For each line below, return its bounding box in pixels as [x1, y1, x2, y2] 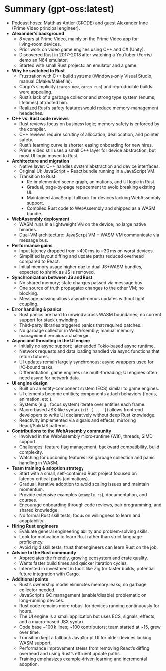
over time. [19, 629, 40, 635]
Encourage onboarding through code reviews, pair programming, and [19, 502, 162, 508]
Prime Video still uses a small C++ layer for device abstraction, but [19, 147, 156, 153]
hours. [19, 608, 33, 614]
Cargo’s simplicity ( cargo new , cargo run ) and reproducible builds [19, 83, 153, 89]
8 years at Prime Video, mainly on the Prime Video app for [19, 36, 138, 42]
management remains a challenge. [19, 333, 90, 338]
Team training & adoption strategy [11, 465, 84, 471]
